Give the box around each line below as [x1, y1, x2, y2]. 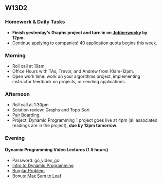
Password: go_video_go [12, 158, 60, 164]
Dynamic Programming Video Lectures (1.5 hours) [5, 146, 108, 152]
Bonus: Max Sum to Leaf [12, 173, 62, 179]
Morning [5, 52, 26, 59]
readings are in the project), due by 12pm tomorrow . [12, 123, 118, 128]
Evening [5, 135, 25, 142]
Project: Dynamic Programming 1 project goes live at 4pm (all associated [12, 117, 158, 123]
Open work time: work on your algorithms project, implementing [12, 73, 141, 79]
